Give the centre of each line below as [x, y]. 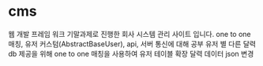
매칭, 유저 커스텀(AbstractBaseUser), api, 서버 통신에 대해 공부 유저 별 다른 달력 [132, 44]
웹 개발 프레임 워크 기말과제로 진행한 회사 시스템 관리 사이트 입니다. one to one [130, 34]
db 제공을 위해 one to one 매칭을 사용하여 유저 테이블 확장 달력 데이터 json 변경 [131, 53]
